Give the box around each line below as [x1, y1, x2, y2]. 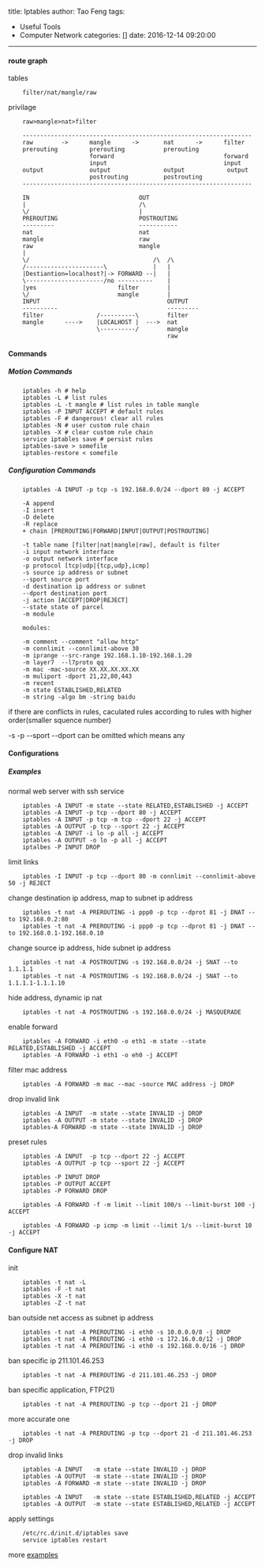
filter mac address [8, 1065, 68, 1075]
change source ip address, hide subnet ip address [8, 944, 171, 953]
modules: [22, 623, 51, 631]
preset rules [8, 1137, 47, 1147]
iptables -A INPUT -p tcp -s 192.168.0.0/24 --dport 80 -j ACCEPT [22, 485, 245, 493]
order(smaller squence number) [8, 715, 112, 725]
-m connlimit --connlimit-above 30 [22, 644, 140, 653]
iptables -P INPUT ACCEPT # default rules [22, 407, 164, 416]
